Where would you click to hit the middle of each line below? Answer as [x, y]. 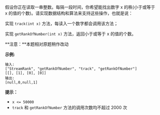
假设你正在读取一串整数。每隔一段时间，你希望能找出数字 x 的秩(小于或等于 [80, 7]
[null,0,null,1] [21, 82]
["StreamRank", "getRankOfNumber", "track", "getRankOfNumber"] [71, 69]
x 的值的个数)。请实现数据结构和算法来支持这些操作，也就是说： [69, 13]
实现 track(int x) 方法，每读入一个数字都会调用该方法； [62, 24]
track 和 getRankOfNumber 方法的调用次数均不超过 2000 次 [69, 107]
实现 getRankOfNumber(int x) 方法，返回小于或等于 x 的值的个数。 [71, 34]
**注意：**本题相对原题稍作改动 [37, 44]
